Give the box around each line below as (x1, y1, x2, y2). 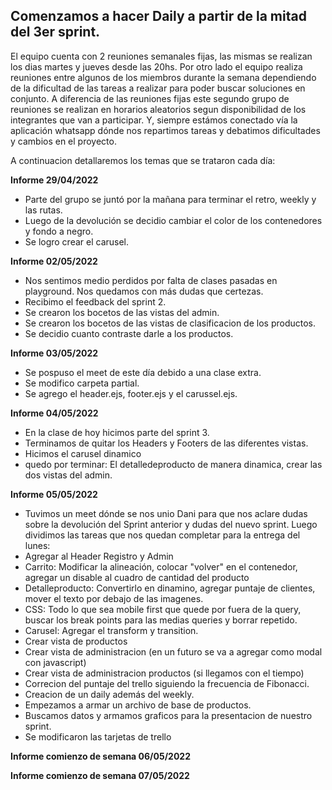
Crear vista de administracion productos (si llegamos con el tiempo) (24, 667, 305, 679)
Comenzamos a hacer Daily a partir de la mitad (10, 8, 307, 25)
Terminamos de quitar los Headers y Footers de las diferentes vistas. (24, 437, 309, 449)
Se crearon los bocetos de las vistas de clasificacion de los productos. (24, 317, 317, 329)
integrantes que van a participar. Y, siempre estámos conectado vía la (10, 114, 298, 126)
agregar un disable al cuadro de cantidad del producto (24, 571, 250, 583)
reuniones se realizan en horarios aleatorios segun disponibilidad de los (10, 103, 307, 115)
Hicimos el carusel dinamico (24, 447, 142, 459)
